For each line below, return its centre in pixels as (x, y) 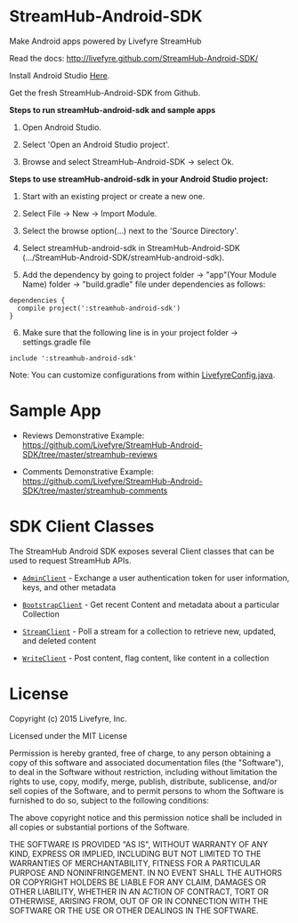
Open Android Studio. (62, 127)
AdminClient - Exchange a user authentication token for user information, (156, 578)
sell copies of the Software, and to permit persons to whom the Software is (147, 790)
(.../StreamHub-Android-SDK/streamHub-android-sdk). (123, 257)
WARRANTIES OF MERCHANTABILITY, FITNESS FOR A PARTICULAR (135, 863)
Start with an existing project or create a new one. (113, 196)
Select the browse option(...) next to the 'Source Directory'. (130, 231)
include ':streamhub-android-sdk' (73, 358)
